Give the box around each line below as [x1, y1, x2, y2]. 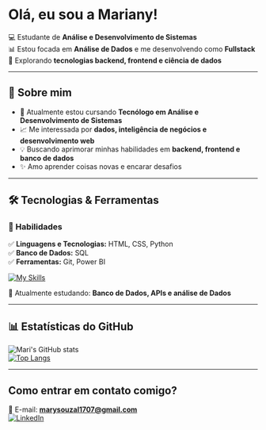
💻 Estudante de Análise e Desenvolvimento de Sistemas [8, 32, 197, 41]
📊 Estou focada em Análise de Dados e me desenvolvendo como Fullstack [8, 44, 256, 53]
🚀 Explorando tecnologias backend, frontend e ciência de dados [8, 56, 222, 65]
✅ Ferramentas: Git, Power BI [8, 257, 105, 267]
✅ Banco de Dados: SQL [8, 248, 89, 258]
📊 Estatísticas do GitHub [8, 320, 134, 333]
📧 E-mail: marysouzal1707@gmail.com [8, 405, 138, 414]
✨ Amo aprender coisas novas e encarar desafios [19, 161, 182, 171]
